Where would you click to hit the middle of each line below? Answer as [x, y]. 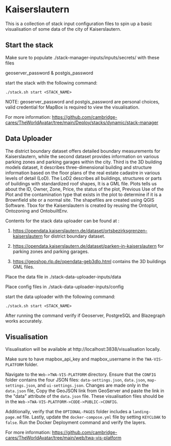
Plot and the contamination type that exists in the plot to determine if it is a [83, 194]
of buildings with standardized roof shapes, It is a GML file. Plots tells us [81, 183]
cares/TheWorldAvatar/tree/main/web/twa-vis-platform [63, 438]
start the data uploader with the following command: [60, 296]
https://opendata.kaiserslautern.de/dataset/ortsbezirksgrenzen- [80, 230]
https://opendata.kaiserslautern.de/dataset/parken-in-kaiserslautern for [88, 246]
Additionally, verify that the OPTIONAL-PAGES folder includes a [68, 412]
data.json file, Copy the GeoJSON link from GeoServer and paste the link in [85, 391]
